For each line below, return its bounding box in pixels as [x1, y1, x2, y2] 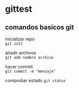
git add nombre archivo [5, 55, 54, 60]
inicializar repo [5, 36, 35, 42]
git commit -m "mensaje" [5, 69, 56, 74]
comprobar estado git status [5, 78, 66, 83]
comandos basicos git [5, 23, 75, 31]
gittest [5, 3, 32, 15]
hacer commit [5, 64, 33, 69]
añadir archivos [5, 50, 37, 56]
